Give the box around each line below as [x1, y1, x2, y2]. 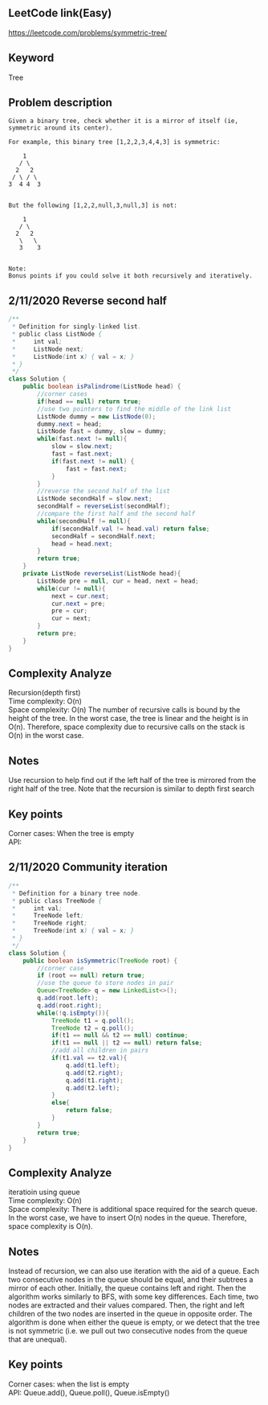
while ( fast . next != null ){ [37, 435, 128, 443]
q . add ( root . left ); [37, 994, 99, 1002]
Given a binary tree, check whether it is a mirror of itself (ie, [8, 117, 239, 126]
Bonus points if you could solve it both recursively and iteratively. [8, 272, 253, 280]
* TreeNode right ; [11, 919, 88, 928]
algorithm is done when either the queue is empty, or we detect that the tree [8, 1317, 261, 1327]
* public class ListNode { [11, 330, 103, 338]
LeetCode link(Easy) [8, 6, 112, 20]
